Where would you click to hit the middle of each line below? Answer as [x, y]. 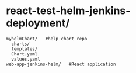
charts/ [21, 44]
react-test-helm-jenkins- [68, 11]
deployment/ [38, 23]
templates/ [25, 49]
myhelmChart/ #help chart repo [47, 39]
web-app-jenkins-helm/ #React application [61, 64]
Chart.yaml [25, 54]
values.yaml [26, 59]
